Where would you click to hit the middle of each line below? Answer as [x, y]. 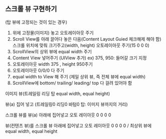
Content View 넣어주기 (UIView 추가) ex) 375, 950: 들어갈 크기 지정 [79, 58]
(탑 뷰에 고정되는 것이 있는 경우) [36, 22]
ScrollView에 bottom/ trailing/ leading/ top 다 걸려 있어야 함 [72, 83]
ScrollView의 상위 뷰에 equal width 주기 [52, 51]
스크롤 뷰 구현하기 [31, 9]
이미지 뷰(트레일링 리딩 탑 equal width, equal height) [58, 93]
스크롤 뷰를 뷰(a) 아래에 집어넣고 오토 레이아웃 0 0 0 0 [58, 115]
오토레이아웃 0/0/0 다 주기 [38, 70]
